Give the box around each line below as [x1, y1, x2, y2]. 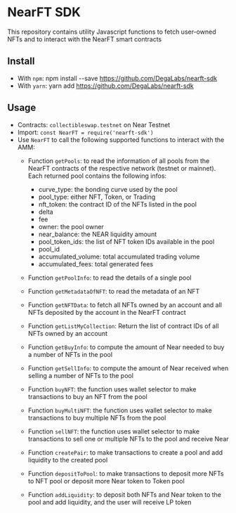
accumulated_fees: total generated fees [38, 259, 153, 268]
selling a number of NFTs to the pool [27, 371, 133, 379]
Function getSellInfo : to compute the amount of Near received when [27, 363, 229, 372]
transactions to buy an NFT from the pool [27, 392, 147, 401]
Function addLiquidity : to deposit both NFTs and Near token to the [27, 490, 222, 499]
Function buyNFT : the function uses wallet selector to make [27, 384, 197, 394]
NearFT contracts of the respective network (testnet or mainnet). [27, 164, 216, 172]
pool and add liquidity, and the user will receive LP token [27, 498, 192, 506]
